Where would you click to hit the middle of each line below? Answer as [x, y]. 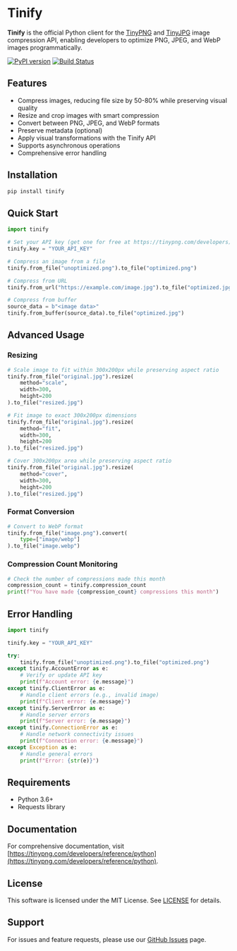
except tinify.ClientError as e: [56, 689]
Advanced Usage [46, 335]
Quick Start [33, 213]
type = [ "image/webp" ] [50, 540]
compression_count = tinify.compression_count [77, 586]
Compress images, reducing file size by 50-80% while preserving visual [122, 100]
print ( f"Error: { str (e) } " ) [60, 761]
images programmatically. [45, 47]
